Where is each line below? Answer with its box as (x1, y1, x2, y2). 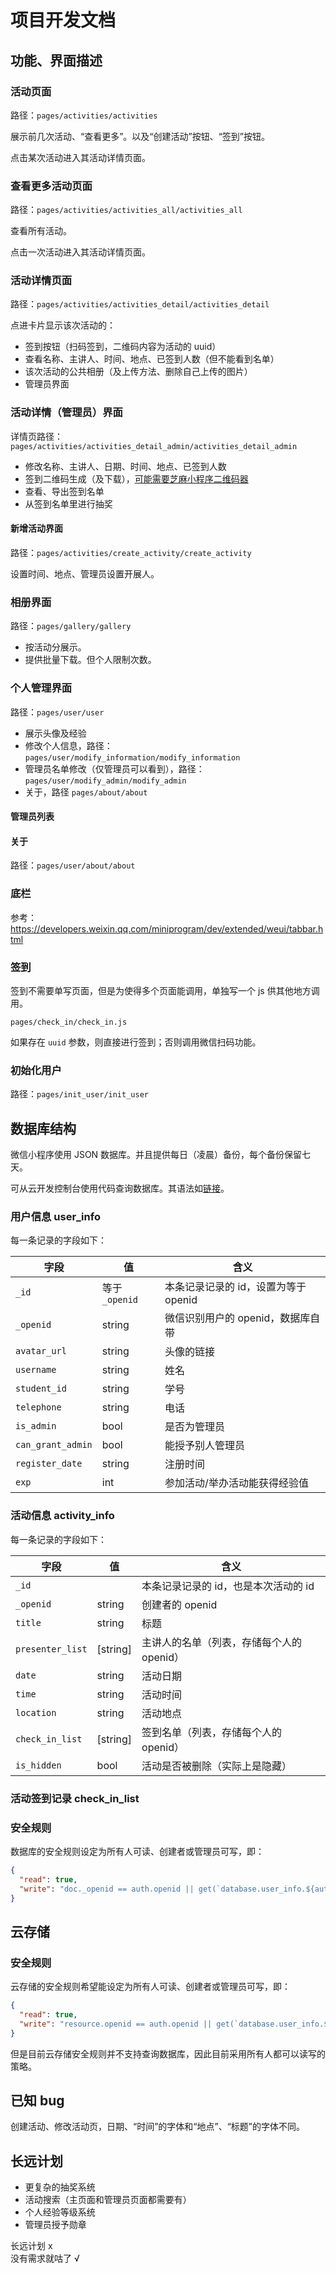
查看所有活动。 (10, 225, 72, 237)
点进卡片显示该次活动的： (10, 319, 116, 331)
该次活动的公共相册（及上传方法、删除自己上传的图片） (24, 366, 253, 378)
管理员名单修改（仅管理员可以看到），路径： (24, 762, 205, 775)
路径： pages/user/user (10, 706, 105, 718)
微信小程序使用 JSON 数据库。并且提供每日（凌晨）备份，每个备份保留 (10, 1149, 303, 1161)
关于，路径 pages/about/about (24, 786, 148, 798)
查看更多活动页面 (10, 179, 93, 193)
